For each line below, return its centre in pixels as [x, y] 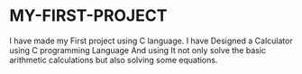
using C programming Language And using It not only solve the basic [138, 50]
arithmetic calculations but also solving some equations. [114, 60]
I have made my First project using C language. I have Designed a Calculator [151, 41]
